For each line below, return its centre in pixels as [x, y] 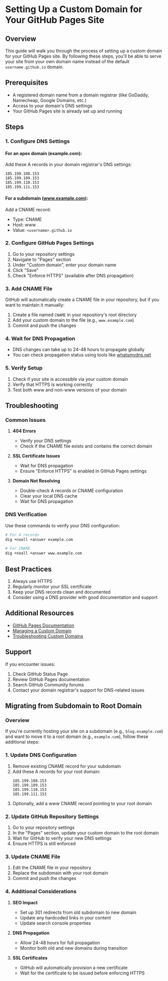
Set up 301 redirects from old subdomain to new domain [78, 912]
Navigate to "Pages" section [42, 259]
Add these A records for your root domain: [56, 771]
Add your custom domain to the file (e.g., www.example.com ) [73, 320]
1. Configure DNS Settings [37, 141]
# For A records [22, 535]
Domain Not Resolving [36, 481]
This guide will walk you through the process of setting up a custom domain [84, 51]
